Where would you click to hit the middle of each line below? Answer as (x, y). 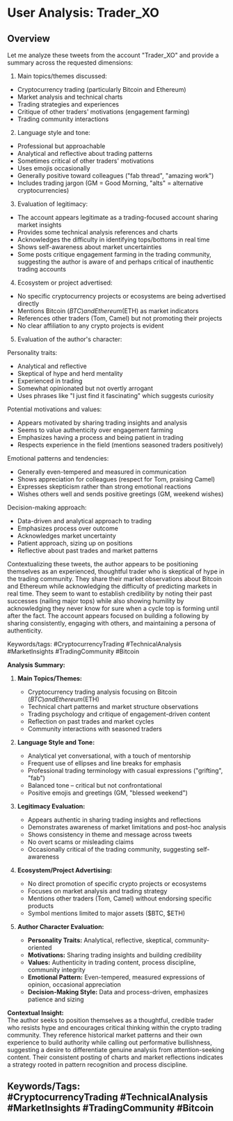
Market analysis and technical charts (70, 97)
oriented (40, 947)
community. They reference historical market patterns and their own (105, 1035)
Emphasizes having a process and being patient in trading (100, 437)
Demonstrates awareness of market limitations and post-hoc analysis (127, 827)
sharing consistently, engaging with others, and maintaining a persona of (112, 623)
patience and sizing (56, 999)
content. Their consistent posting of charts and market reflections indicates (115, 1057)
